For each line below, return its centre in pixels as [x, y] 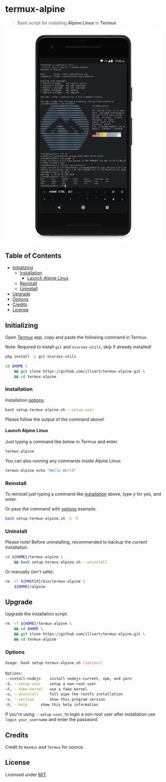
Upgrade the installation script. [37, 614]
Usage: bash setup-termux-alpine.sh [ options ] [54, 663]
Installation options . [25, 400]
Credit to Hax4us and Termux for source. [45, 747]
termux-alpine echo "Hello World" [41, 470]
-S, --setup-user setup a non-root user [51, 684]
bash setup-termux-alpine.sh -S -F [42, 518]
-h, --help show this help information [52, 705]
